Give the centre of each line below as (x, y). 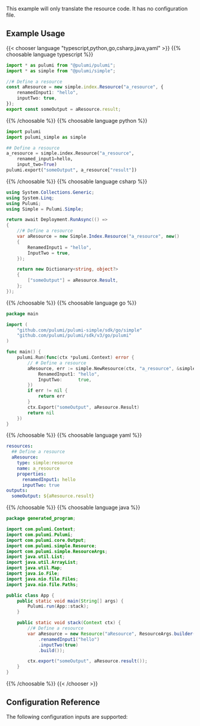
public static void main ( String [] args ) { (70, 601)
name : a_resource (38, 468)
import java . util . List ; (36, 557)
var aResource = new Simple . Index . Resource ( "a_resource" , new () (98, 237)
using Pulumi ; (24, 203)
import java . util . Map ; (34, 568)
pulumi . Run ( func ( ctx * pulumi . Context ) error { (76, 358)
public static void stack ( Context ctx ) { (69, 623)
